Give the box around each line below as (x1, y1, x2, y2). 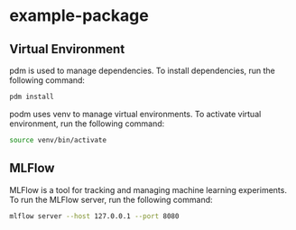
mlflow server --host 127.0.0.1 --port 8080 (9, 211, 180, 221)
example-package (9, 5, 149, 26)
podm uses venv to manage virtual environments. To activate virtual (9, 108, 262, 119)
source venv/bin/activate (9, 135, 106, 144)
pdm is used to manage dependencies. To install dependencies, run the (9, 65, 275, 76)
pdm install (9, 92, 54, 101)
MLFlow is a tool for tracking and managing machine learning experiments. (9, 184, 287, 195)
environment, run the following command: (9, 118, 165, 129)
